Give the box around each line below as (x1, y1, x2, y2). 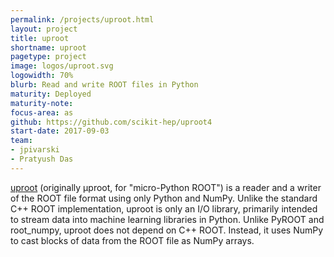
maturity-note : (10, 98, 74, 108)
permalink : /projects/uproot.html (10, 14, 155, 25)
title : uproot (10, 33, 70, 43)
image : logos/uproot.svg (10, 61, 114, 71)
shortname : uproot (10, 42, 87, 53)
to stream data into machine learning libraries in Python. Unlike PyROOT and (10, 213, 325, 225)
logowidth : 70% (10, 71, 74, 81)
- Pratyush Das (10, 154, 74, 164)
